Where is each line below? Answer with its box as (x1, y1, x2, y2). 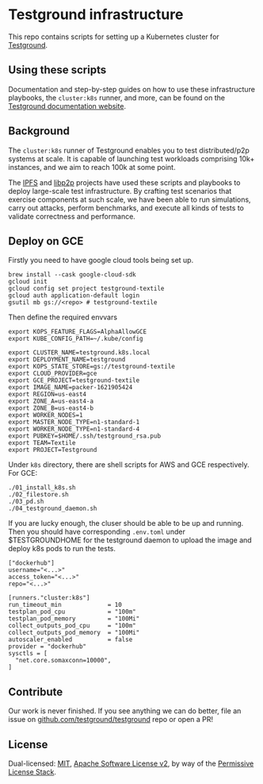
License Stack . (8, 767, 57, 776)
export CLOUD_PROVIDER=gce (8, 369, 97, 378)
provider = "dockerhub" (8, 643, 87, 651)
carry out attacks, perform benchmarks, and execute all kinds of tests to (8, 203, 244, 212)
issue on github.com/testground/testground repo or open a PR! (8, 715, 214, 724)
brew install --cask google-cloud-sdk (8, 271, 136, 279)
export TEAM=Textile (8, 439, 77, 447)
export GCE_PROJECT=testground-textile (8, 377, 140, 384)
